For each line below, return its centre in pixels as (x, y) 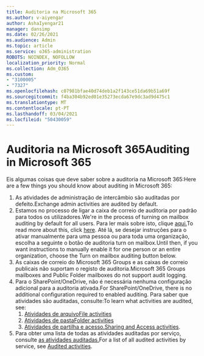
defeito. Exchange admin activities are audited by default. (86, 204)
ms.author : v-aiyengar (35, 18)
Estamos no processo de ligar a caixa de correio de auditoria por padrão (106, 211)
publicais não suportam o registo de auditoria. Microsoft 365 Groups (100, 269)
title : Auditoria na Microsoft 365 (51, 12)
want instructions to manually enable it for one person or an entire (98, 250)
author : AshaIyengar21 (35, 23)
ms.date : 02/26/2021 (33, 35)
